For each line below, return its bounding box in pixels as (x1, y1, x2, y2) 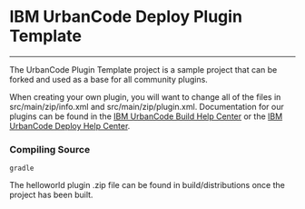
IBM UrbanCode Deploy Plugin (9, 6, 243, 27)
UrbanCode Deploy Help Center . (9, 120, 131, 131)
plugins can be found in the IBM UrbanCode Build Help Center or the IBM (9, 111, 283, 122)
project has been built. (9, 189, 93, 201)
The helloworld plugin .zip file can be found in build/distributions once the (9, 180, 286, 191)
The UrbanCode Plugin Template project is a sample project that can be (9, 64, 278, 75)
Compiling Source (9, 143, 91, 155)
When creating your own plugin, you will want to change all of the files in (9, 91, 281, 102)
